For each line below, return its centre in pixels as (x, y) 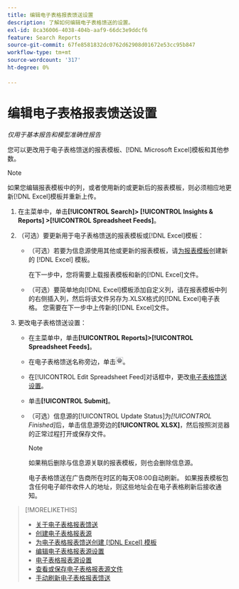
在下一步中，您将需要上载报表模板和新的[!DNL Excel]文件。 (115, 275)
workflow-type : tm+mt (39, 53)
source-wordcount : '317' (44, 60)
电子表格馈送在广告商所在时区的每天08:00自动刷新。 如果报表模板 (125, 477)
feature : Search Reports (44, 38)
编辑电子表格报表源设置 (70, 551)
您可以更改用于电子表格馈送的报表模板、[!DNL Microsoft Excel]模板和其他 (115, 149)
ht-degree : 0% (28, 68)
